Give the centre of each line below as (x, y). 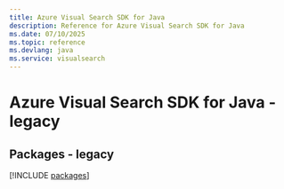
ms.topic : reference (48, 42)
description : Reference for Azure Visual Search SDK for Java (127, 26)
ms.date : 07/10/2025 (48, 34)
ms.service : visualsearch (57, 59)
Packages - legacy (61, 154)
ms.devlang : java (41, 51)
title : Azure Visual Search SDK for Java (87, 17)
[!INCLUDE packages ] (49, 175)
